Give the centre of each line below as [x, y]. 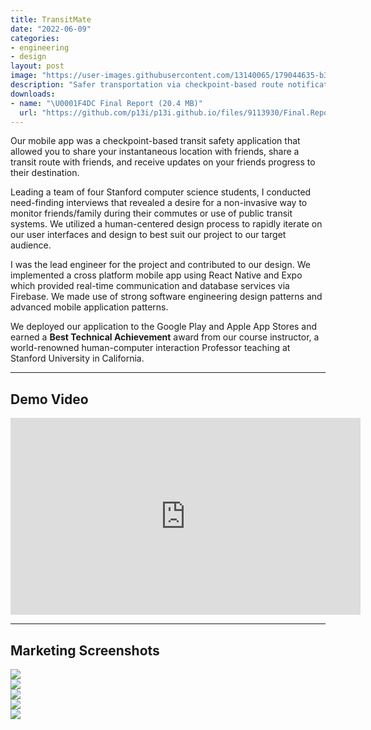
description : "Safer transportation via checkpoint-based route [147, 85]
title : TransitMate [51, 19]
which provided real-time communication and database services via [150, 286]
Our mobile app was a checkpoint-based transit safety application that [155, 141]
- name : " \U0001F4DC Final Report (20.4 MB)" [106, 103]
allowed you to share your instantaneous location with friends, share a [155, 152]
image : [24, 76]
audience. [31, 245]
